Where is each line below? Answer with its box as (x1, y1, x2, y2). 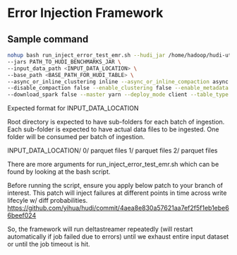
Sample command (7, 33, 89, 45)
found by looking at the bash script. (7, 167, 111, 176)
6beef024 (7, 211, 37, 220)
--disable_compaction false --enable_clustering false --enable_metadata (7, 85, 229, 92)
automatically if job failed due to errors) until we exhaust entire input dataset (7, 232, 229, 241)
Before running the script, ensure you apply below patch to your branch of (7, 182, 224, 190)
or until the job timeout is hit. (7, 240, 90, 249)
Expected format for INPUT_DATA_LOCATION (7, 104, 139, 112)
